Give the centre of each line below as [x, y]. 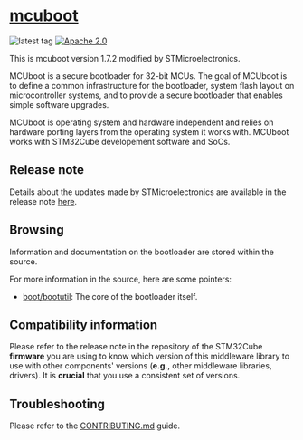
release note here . [43, 201]
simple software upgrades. [59, 104]
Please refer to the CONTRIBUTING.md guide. [95, 426]
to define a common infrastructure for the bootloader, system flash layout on [152, 85]
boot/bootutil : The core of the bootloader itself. [110, 296]
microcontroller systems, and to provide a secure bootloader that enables [146, 95]
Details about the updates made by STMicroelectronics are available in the [148, 192]
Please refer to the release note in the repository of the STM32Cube [136, 347]
